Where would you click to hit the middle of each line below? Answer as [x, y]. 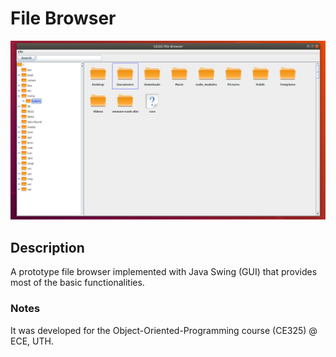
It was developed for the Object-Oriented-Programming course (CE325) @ [164, 330]
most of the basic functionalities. [77, 283]
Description [47, 247]
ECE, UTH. [32, 341]
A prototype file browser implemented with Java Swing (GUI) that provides [164, 272]
